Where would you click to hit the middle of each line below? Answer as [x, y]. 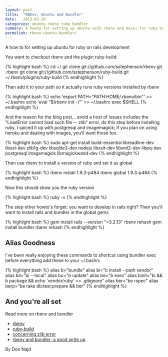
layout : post [19, 10]
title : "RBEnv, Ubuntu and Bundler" [44, 14]
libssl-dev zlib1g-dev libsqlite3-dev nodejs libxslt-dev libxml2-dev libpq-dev [83, 148]
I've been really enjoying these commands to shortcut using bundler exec [81, 255]
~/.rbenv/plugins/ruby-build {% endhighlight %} [54, 77]
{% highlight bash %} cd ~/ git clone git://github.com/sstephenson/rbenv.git [84, 66]
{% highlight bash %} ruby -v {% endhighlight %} [56, 197]
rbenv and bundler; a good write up [49, 339]
